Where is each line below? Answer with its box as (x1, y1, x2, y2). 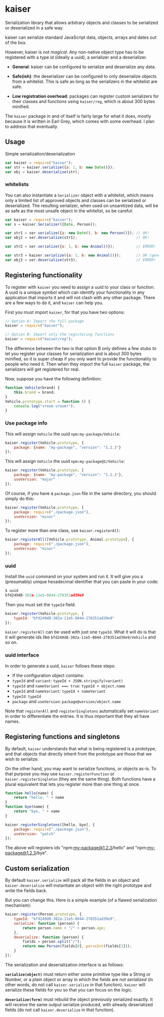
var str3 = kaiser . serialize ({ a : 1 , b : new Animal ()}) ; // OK (5, 253, 147, 258)
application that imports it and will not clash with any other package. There (5, 294, 155, 300)
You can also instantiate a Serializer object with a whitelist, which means (5, 192, 154, 198)
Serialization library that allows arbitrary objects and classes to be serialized (5, 20, 158, 25)
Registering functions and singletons (5, 733, 121, 741)
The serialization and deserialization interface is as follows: (5, 962, 124, 967)
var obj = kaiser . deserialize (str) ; (5, 169, 80, 175)
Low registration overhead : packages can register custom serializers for (12, 93, 159, 99)
